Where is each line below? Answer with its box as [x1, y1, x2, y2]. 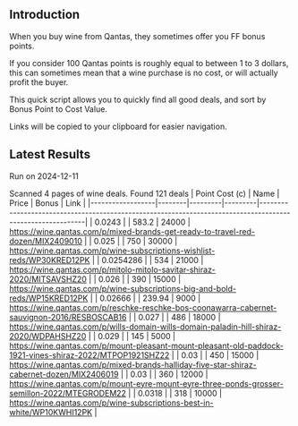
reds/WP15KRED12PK [9, 293, 89, 303]
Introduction [9, 7, 81, 22]
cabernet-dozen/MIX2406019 [9, 369, 119, 379]
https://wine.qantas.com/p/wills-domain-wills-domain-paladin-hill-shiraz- [9, 321, 282, 332]
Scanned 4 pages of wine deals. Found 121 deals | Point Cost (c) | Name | [9, 188, 280, 199]
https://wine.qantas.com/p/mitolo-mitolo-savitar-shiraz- [9, 264, 217, 275]
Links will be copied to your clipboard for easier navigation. [9, 121, 227, 132]
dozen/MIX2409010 [9, 235, 82, 246]
